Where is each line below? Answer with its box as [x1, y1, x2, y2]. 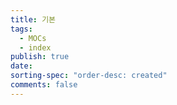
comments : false [10, 80, 78, 90]
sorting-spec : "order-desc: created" [10, 71, 168, 81]
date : [10, 61, 33, 71]
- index [19, 42, 52, 53]
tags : [10, 24, 33, 34]
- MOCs [19, 33, 47, 43]
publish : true [10, 52, 70, 62]
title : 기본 [10, 14, 57, 25]
